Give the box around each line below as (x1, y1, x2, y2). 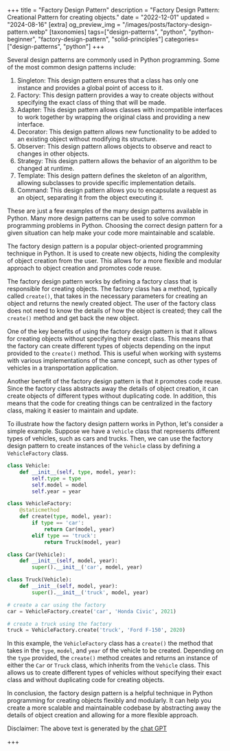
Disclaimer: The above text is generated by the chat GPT (7, 724, 167, 732)
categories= (164, 35, 199, 43)
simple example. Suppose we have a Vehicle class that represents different (7, 427, 220, 435)
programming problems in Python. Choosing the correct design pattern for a (7, 222, 223, 229)
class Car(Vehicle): (7, 551, 67, 558)
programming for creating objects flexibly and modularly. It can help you (7, 697, 211, 705)
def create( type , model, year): (19, 513, 112, 520)
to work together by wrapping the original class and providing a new (16, 113, 211, 121)
